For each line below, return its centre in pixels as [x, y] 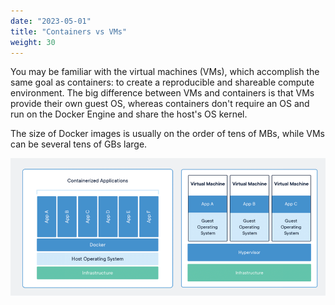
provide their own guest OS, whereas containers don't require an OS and [160, 104]
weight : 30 [33, 42]
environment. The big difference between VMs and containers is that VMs [162, 93]
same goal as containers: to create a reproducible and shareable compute [162, 82]
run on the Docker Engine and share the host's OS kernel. [129, 114]
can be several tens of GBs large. [79, 144]
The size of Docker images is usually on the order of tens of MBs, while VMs [167, 134]
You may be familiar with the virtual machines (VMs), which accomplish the [165, 72]
